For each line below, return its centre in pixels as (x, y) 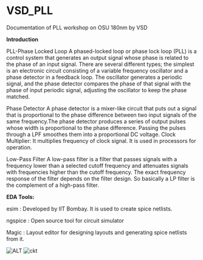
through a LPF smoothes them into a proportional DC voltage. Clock (91, 134)
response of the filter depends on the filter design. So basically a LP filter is (101, 178)
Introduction (22, 39)
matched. (18, 96)
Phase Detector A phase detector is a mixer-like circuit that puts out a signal (101, 108)
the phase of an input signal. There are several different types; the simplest (100, 64)
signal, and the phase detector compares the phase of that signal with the (99, 84)
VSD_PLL (30, 11)
